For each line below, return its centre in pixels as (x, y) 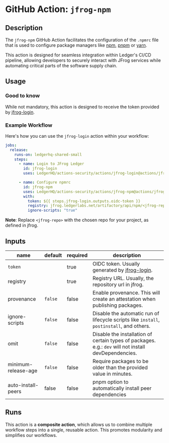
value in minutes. (112, 374)
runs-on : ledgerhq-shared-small (48, 154)
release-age (23, 371)
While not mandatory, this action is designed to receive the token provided (82, 107)
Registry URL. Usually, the (123, 279)
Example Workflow (29, 125)
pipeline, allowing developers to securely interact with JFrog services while (83, 60)
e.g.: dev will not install (119, 347)
